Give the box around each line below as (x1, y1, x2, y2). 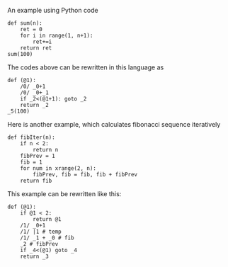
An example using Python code (7, 6, 99, 14)
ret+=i (33, 38, 52, 45)
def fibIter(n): (7, 134, 55, 141)
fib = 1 (20, 159, 42, 166)
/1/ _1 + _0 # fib (20, 234, 74, 242)
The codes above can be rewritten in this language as (7, 63, 164, 72)
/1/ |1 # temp (20, 228, 62, 235)
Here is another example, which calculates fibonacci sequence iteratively (7, 120, 221, 128)
